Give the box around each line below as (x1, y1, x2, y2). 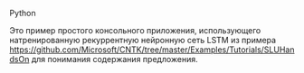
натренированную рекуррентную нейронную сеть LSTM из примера (9, 35, 277, 45)
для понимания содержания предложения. (31, 54, 199, 64)
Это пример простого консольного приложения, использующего (9, 25, 261, 35)
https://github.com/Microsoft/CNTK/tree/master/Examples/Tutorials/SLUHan (9, 44, 295, 55)
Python (9, 8, 36, 18)
